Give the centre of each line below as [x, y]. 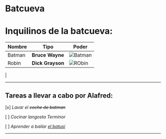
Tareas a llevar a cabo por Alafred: [59, 95]
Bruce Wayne [48, 55]
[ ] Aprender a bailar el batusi [35, 126]
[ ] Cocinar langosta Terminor [35, 117]
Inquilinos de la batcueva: [59, 31]
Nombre [17, 47]
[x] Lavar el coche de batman [35, 107]
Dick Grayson [48, 63]
